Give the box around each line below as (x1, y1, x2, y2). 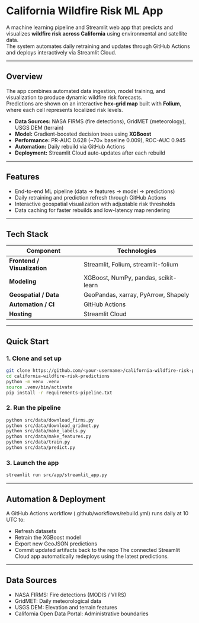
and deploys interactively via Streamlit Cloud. (6, 49, 117, 56)
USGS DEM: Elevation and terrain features (14, 603, 117, 611)
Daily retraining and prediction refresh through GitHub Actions (14, 194, 166, 201)
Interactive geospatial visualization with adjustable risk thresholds (14, 200, 176, 207)
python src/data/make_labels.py (6, 428, 86, 434)
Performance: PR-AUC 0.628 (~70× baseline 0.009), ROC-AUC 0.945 (14, 136, 186, 143)
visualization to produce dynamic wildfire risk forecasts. (6, 94, 143, 101)
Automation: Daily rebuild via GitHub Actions (14, 143, 126, 150)
